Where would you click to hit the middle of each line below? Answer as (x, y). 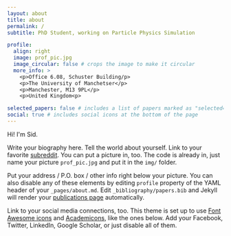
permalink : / (26, 26)
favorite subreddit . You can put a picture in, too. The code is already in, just (114, 154)
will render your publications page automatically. (76, 197)
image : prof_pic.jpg (43, 58)
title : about (26, 20)
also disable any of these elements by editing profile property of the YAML (114, 182)
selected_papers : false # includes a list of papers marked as (100, 108)
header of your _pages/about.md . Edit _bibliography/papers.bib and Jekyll (112, 190)
